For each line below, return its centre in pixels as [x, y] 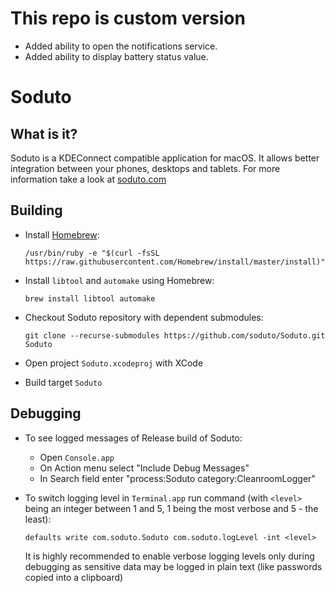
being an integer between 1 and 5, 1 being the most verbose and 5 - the [171, 508]
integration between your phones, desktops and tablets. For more [145, 168]
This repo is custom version [128, 18]
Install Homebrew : [62, 234]
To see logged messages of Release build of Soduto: [133, 438]
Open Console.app [77, 457]
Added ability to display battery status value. [116, 56]
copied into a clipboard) [74, 577]
